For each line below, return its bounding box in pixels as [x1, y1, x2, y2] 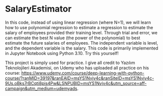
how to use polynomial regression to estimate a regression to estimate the [5, 24, 153, 30]
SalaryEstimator [5, 3, 72, 15]
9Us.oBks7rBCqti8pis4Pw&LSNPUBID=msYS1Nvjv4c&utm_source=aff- [5, 80, 147, 86]
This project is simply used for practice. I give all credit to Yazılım [5, 60, 135, 65]
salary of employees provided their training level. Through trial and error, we [5, 30, 158, 35]
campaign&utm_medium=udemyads [5, 85, 77, 91]
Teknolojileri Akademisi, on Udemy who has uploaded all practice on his [5, 64, 149, 71]
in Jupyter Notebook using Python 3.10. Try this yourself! [5, 50, 119, 56]
